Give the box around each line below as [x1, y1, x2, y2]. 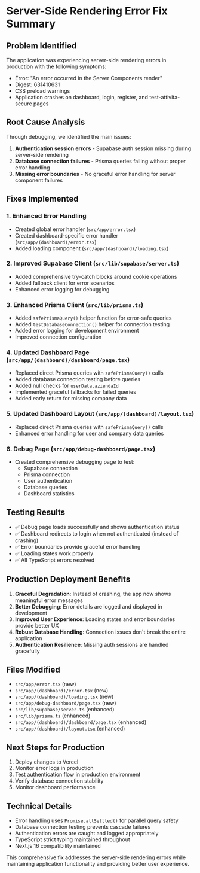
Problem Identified [6, 41, 77, 51]
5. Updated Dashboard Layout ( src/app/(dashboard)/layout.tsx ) [6, 410, 195, 418]
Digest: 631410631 [14, 81, 60, 88]
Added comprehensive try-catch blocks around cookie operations [14, 273, 177, 280]
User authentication [23, 477, 73, 484]
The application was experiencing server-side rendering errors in [6, 57, 167, 63]
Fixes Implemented [6, 194, 79, 204]
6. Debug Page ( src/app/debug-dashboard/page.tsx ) [6, 445, 156, 453]
